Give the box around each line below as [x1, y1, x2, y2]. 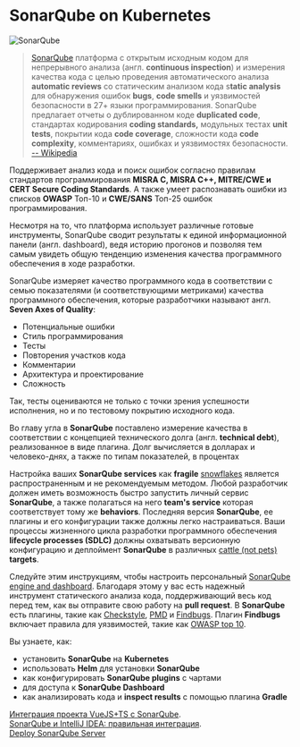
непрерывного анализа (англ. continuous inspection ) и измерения [30, 62, 286, 72]
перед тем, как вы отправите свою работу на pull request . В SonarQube [9, 599, 286, 610]
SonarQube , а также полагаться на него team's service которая [9, 497, 254, 507]
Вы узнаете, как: [9, 636, 72, 647]
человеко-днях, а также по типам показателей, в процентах [9, 451, 239, 462]
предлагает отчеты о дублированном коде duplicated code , [30, 109, 261, 120]
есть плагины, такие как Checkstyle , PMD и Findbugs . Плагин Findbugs [9, 609, 281, 620]
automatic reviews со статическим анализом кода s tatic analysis [30, 81, 281, 91]
